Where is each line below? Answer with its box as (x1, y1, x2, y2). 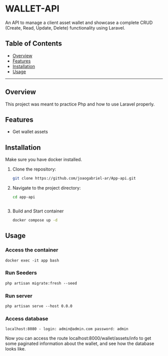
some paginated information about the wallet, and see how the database (5, 340, 154, 346)
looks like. (5, 346, 26, 352)
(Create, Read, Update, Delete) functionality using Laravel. (5, 24, 125, 30)
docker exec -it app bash (5, 258, 59, 263)
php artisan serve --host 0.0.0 (5, 303, 72, 309)
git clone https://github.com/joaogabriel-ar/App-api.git (12, 176, 136, 181)
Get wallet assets (12, 128, 48, 135)
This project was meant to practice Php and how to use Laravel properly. (5, 101, 155, 107)
